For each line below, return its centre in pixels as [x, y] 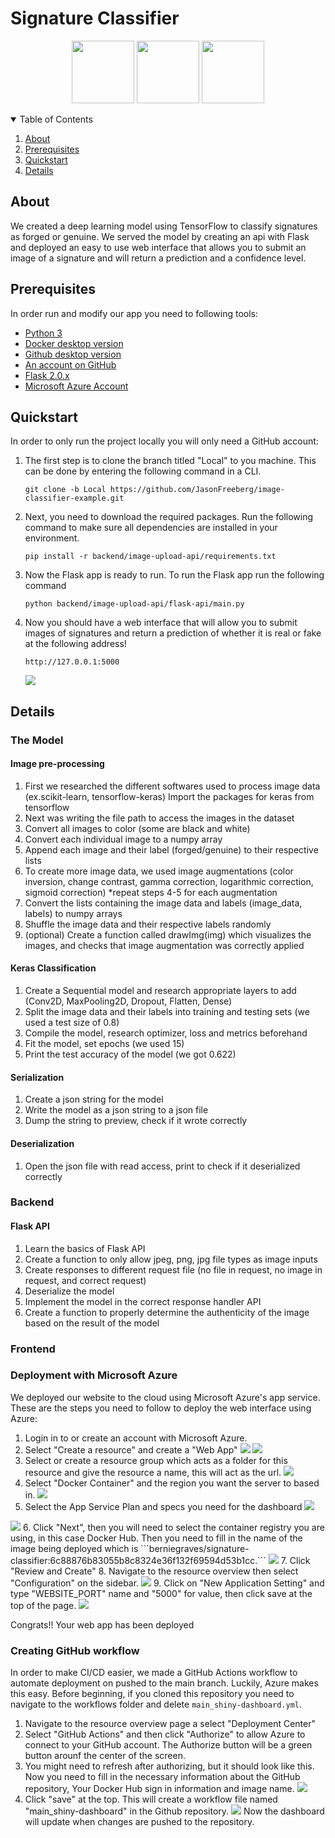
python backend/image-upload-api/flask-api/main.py [134, 604]
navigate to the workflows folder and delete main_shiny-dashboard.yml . [156, 1704]
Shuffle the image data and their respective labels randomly [148, 924]
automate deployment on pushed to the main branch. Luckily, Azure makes [164, 1683]
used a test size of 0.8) [72, 1023]
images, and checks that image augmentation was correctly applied [164, 945]
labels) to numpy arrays [73, 913]
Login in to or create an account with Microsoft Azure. [136, 1438]
